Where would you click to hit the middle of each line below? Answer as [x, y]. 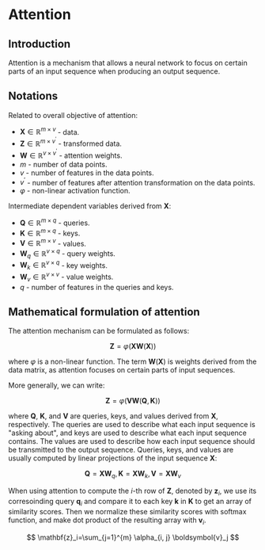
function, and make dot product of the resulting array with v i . [108, 521]
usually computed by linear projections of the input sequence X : [113, 458]
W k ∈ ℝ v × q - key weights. [64, 265]
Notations [33, 96]
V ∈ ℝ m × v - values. [53, 243]
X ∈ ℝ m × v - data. [49, 131]
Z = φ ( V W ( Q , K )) [133, 401]
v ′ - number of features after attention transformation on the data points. [137, 181]
